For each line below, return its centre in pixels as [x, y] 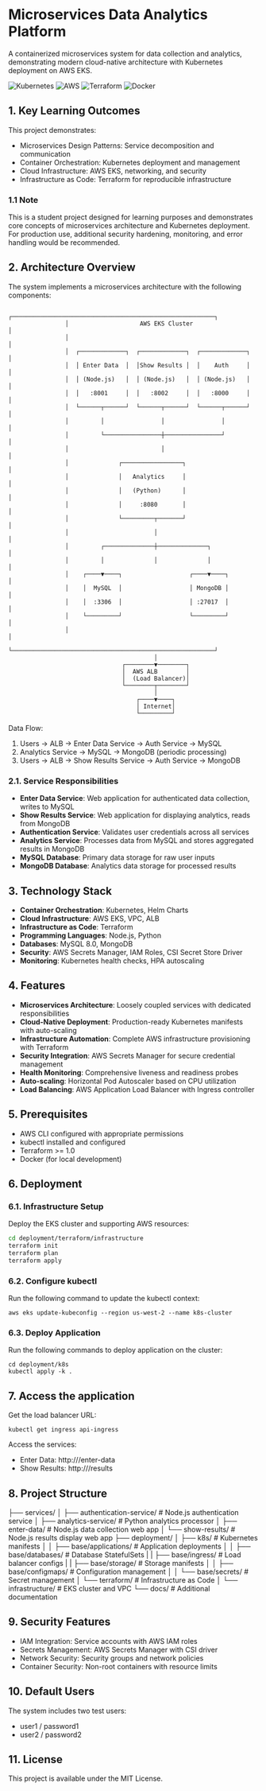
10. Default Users [52, 1692]
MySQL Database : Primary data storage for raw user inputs [117, 857]
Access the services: [42, 1444]
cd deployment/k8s [39, 1365]
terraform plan [33, 1253]
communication [45, 153]
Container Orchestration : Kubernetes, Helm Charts [104, 910]
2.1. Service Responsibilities [64, 781]
